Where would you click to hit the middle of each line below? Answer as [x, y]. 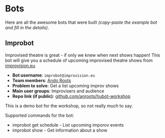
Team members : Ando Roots [42, 80]
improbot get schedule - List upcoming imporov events [68, 125]
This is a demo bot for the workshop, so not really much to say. [69, 106]
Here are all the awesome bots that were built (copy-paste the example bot [81, 22]
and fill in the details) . [27, 27]
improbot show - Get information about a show [60, 130]
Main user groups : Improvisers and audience [58, 91]
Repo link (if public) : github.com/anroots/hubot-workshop [71, 96]
